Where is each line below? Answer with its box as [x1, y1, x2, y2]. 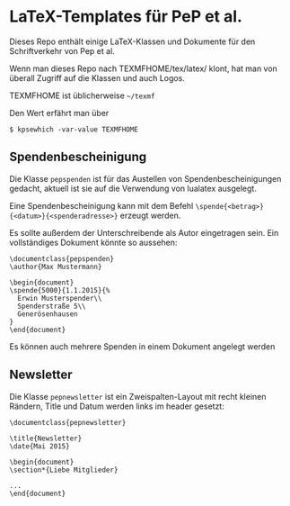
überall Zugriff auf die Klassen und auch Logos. [9, 72, 186, 83]
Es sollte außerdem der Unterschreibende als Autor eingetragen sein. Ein [9, 227, 279, 238]
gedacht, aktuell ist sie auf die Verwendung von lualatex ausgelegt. [9, 183, 258, 194]
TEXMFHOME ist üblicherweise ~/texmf [9, 90, 155, 101]
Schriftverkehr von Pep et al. [9, 45, 115, 56]
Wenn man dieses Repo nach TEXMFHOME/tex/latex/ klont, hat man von [9, 63, 278, 74]
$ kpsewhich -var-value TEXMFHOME [9, 124, 139, 134]
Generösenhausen [17, 309, 78, 319]
